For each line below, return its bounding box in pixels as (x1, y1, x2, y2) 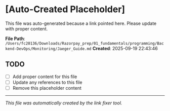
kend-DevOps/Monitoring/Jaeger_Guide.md (5, 46, 92, 51)
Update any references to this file (12, 79, 82, 85)
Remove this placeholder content (12, 85, 82, 91)
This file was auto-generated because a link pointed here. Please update (5, 20, 157, 26)
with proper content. (5, 25, 48, 31)
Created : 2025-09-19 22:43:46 (92, 45, 158, 51)
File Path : (5, 35, 25, 42)
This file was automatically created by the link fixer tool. (5, 100, 122, 106)
